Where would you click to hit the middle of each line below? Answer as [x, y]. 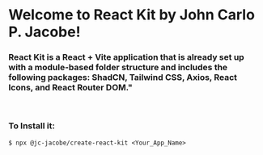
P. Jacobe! [45, 32]
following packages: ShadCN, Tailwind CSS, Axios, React [123, 77]
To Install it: [32, 126]
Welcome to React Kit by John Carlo [131, 15]
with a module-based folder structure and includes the [118, 68]
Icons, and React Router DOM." [71, 88]
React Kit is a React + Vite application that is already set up [126, 57]
